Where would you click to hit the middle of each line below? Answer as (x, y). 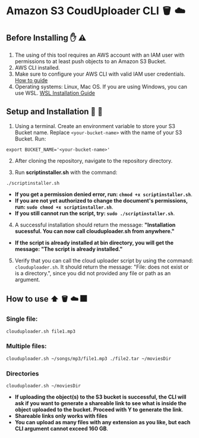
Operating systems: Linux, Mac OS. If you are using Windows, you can (101, 87)
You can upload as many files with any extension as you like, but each (102, 423)
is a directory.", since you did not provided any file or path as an (93, 273)
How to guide (31, 80)
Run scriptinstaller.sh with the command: (66, 172)
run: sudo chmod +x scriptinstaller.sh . (64, 207)
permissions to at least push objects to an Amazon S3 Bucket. (91, 61)
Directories (23, 374)
